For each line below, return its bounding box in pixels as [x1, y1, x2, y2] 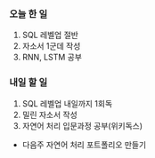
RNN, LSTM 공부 [21, 51, 83, 63]
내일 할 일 [9, 76, 47, 89]
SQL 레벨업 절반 [21, 29, 78, 41]
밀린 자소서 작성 [21, 109, 77, 120]
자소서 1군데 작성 [21, 41, 81, 51]
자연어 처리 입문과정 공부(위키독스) [21, 120, 143, 130]
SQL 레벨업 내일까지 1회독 [21, 98, 113, 108]
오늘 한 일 [9, 7, 47, 20]
